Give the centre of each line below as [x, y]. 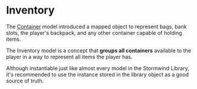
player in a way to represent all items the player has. [69, 57]
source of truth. [25, 81]
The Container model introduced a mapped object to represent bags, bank [96, 27]
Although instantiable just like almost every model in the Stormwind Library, [98, 68]
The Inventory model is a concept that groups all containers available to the [99, 50]
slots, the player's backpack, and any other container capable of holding [94, 32]
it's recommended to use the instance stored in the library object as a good [97, 74]
